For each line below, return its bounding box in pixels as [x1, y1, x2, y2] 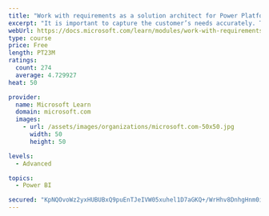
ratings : [8, 57, 38, 65]
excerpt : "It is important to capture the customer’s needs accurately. [8, 19, 256, 27]
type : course [8, 34, 52, 42]
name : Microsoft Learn [15, 101, 91, 109]
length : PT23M [8, 49, 56, 57]
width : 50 [29, 130, 62, 138]
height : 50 [29, 138, 66, 146]
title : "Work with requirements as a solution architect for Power [8, 11, 239, 20]
